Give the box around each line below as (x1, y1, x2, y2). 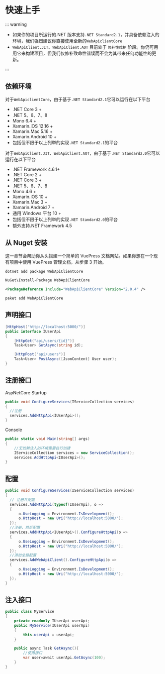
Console (5, 427, 22, 433)
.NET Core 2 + (12, 171, 42, 177)
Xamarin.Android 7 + (12, 204, 55, 210)
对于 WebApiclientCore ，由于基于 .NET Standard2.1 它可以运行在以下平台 (5, 96, 151, 102)
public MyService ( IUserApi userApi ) (14, 623, 90, 628)
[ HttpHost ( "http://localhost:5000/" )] (5, 324, 85, 329)
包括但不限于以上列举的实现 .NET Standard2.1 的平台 (12, 139, 118, 145)
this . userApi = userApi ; (23, 632, 75, 637)
